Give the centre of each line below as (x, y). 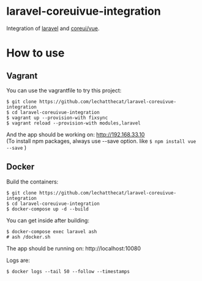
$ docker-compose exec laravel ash (52, 231)
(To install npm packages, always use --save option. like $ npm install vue (101, 141)
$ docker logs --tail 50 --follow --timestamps (68, 271)
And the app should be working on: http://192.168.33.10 (76, 134)
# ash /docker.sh (28, 237)
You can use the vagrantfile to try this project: (64, 90)
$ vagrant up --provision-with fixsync (57, 118)
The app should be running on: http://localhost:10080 (74, 248)
